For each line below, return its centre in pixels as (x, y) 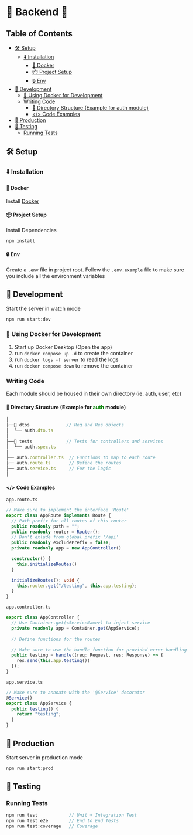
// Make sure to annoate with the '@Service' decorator (75, 692)
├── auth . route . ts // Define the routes (64, 463)
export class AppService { (39, 703)
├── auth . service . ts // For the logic (58, 469)
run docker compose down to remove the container (74, 365)
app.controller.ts (28, 607)
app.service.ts (25, 682)
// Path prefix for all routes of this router (69, 521)
